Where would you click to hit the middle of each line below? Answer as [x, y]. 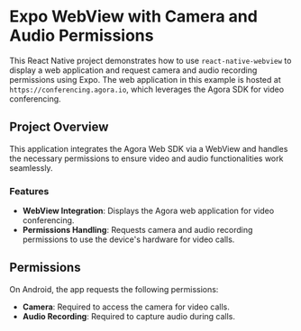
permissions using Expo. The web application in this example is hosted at [145, 79]
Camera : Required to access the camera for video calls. [126, 307]
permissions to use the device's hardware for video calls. [128, 239]
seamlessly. [31, 167]
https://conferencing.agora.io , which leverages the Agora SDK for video [147, 89]
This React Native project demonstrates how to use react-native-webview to [150, 60]
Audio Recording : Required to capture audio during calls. [129, 316]
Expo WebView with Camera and [134, 17]
